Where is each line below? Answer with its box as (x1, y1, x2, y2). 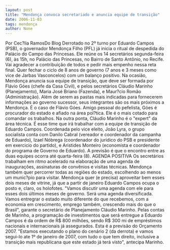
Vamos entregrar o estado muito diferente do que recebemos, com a (5, 196, 149, 202)
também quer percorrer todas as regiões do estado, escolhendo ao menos (5, 169, 161, 175)
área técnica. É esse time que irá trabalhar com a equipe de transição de (5, 121, 157, 127)
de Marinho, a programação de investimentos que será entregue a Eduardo (5, 212, 162, 218)
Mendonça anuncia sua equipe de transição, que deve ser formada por (5, 78, 154, 84)
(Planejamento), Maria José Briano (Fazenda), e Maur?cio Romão (5, 89, 141, 95)
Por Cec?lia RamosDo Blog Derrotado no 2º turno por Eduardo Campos (5, 40, 154, 46)
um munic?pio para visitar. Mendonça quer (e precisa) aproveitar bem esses (5, 175, 165, 181)
